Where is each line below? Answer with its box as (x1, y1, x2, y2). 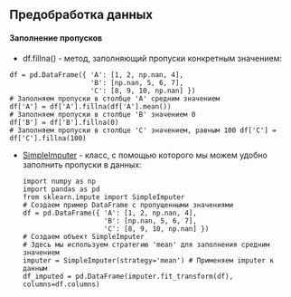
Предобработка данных (9, 7, 154, 23)
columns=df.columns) (22, 280, 100, 289)
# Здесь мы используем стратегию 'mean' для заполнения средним (22, 240, 270, 249)
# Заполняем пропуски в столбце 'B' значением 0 (9, 110, 196, 119)
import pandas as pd (22, 185, 100, 194)
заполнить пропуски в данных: (22, 158, 142, 170)
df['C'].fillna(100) (9, 133, 88, 143)
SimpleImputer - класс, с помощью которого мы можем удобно (22, 149, 268, 160)
